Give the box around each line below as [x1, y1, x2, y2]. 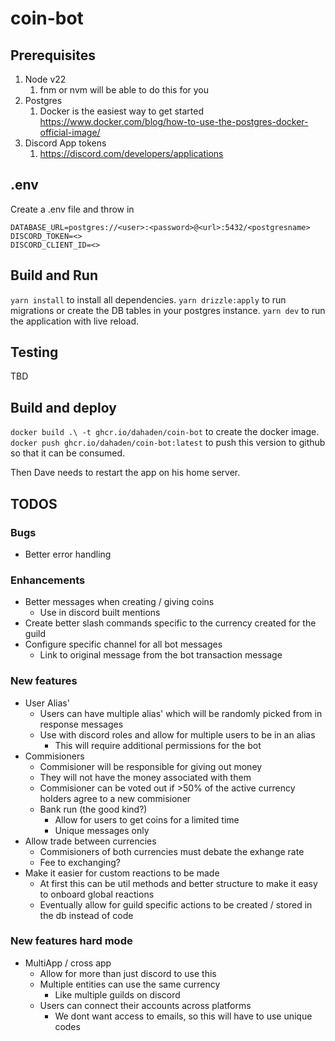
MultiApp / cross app [24, 957, 112, 969]
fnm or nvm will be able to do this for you [39, 84, 210, 96]
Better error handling [24, 548, 112, 560]
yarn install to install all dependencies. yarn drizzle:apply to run [10, 293, 287, 306]
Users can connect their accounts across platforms [39, 999, 252, 1011]
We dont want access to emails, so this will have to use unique [54, 1010, 313, 1022]
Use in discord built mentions [39, 607, 161, 619]
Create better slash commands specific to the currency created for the [24, 617, 317, 629]
